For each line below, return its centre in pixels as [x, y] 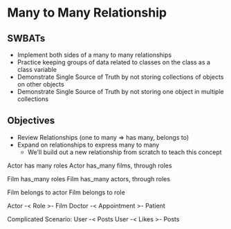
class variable [37, 70]
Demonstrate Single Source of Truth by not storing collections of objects [120, 77]
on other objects [40, 84]
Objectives [31, 121]
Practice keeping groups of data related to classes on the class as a [114, 62]
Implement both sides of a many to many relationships [94, 55]
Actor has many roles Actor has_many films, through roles [90, 165]
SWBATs [26, 38]
